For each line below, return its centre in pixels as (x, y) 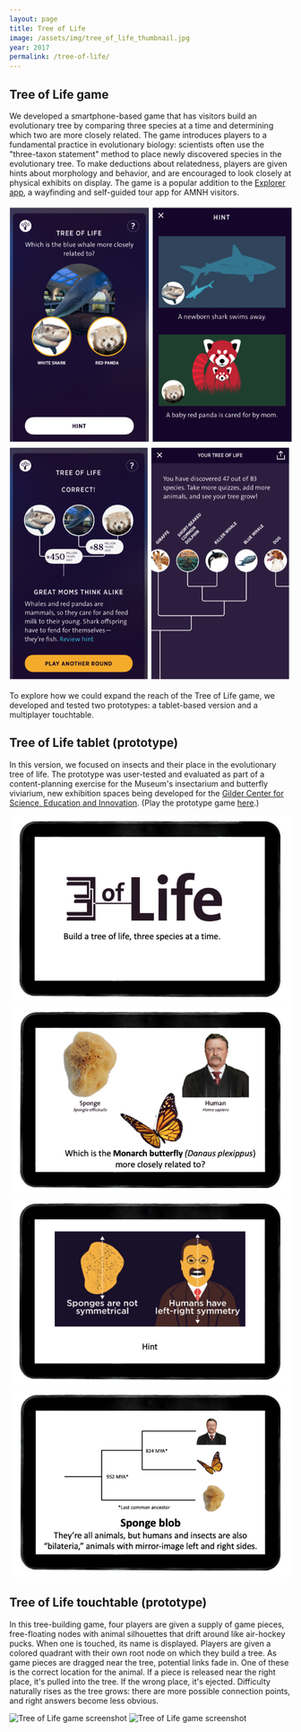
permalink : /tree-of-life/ (60, 57)
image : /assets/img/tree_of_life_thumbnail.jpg (100, 38)
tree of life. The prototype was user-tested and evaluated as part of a (137, 774)
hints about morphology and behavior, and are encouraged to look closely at (150, 173)
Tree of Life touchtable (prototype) (108, 1603)
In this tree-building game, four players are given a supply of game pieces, (147, 1624)
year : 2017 (30, 48)
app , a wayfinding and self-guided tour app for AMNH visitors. (125, 192)
